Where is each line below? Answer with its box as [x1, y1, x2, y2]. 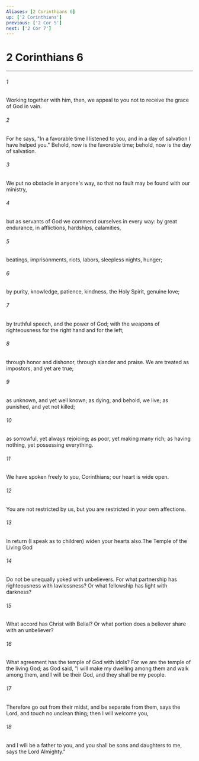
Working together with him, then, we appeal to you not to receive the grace [6, 96, 190, 104]
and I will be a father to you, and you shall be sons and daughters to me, [6, 741, 182, 749]
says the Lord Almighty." [6, 748, 66, 755]
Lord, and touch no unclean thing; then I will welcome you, [6, 709, 149, 716]
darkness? [6, 589, 31, 596]
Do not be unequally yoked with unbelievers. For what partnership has [6, 576, 178, 583]
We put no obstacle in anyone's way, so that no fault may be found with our [6, 179, 191, 187]
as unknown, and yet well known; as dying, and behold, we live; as [6, 397, 169, 404]
